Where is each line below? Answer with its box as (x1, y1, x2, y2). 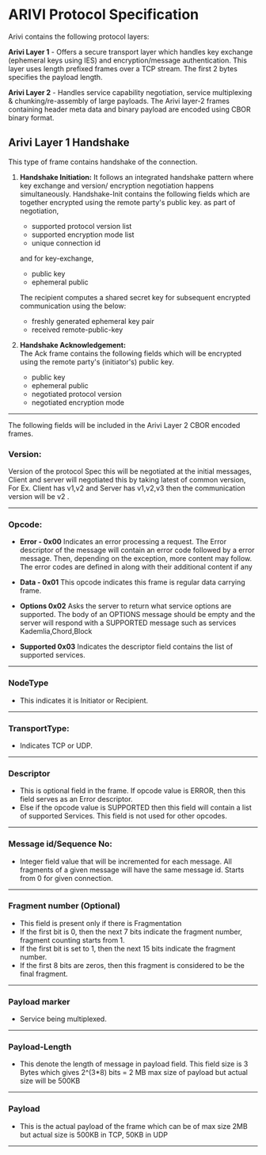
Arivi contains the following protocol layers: (8, 32, 150, 41)
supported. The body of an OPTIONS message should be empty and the (19, 610, 256, 619)
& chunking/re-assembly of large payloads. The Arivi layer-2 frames (8, 96, 230, 105)
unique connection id (31, 238, 101, 247)
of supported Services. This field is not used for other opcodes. (19, 811, 227, 821)
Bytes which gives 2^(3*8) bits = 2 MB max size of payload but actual (19, 1068, 248, 1077)
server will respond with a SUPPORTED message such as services (19, 618, 237, 627)
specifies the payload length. (8, 72, 103, 82)
